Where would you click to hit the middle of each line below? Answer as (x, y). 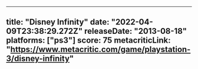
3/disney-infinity (38, 59)
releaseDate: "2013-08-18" (136, 31)
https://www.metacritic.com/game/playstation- (100, 49)
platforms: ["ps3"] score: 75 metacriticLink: (88, 41)
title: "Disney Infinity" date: (58, 22)
